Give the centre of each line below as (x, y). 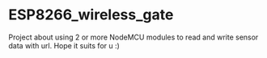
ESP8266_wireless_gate (91, 15)
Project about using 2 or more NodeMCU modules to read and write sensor (133, 37)
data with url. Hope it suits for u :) (64, 45)
